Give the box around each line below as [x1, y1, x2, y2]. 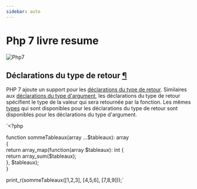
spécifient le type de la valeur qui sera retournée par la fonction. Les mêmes [6, 98, 191, 106]
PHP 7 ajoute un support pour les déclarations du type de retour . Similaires [6, 86, 187, 93]
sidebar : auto [6, 8, 41, 15]
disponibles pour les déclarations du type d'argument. [6, 111, 137, 118]
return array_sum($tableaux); [6, 152, 77, 160]
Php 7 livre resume [6, 34, 99, 47]
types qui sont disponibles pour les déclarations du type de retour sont [6, 105, 178, 112]
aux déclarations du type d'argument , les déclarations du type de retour [6, 92, 181, 100]
